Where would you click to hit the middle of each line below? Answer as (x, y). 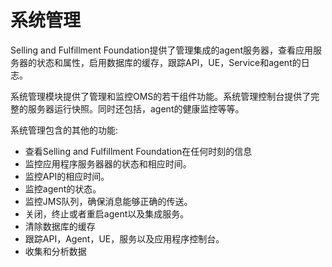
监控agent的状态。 (63, 188)
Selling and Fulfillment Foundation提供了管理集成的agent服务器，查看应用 (161, 50)
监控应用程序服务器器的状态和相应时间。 (108, 163)
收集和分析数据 (55, 251)
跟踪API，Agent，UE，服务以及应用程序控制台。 (124, 238)
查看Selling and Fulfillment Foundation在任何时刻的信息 (138, 151)
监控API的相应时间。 (67, 176)
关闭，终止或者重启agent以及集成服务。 (107, 213)
